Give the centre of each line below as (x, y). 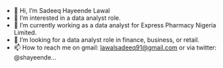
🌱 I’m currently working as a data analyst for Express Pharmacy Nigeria (115, 25)
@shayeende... (35, 57)
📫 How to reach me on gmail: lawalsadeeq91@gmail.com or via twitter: (115, 47)
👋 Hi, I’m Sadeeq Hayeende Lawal (62, 11)
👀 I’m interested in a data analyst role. (67, 18)
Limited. (25, 32)
